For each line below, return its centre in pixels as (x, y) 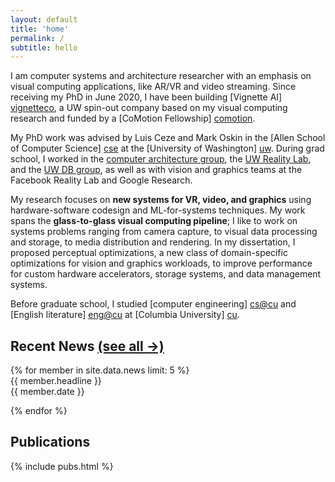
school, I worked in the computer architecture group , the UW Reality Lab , (161, 159)
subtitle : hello (44, 47)
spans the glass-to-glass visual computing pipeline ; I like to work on (154, 221)
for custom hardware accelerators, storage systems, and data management (166, 274)
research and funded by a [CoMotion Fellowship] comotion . (133, 118)
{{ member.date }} (47, 392)
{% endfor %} (39, 411)
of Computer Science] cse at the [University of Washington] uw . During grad (167, 148)
